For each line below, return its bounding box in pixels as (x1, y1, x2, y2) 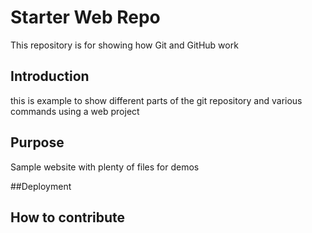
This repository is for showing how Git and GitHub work (10, 39, 239, 51)
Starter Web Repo (10, 6, 161, 29)
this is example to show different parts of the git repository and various (10, 94, 303, 106)
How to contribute (10, 209, 126, 226)
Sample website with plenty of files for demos (10, 161, 200, 173)
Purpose (10, 134, 65, 151)
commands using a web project (10, 105, 140, 117)
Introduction (10, 68, 90, 85)
